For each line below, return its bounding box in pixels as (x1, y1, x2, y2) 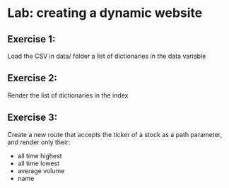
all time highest (17, 151, 62, 160)
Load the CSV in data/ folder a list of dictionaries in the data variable (7, 52, 206, 60)
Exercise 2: (7, 72, 58, 84)
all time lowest (17, 159, 60, 168)
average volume (17, 166, 65, 175)
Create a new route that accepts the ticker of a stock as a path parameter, (7, 130, 223, 139)
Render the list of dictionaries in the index (7, 90, 129, 100)
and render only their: (7, 138, 71, 146)
